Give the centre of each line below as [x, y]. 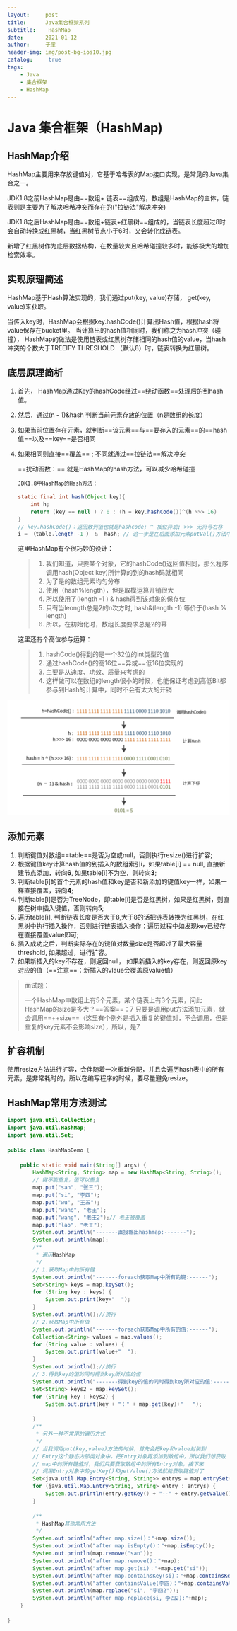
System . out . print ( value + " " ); [91, 1352]
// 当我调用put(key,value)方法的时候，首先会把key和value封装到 [120, 1449]
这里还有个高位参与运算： [55, 639]
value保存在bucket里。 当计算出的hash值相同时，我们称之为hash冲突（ [111, 331]
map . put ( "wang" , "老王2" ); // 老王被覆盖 [89, 1218]
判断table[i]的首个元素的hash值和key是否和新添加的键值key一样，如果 [119, 881]
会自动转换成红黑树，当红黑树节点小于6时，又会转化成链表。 [96, 231]
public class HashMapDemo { [49, 1150]
